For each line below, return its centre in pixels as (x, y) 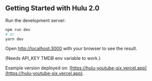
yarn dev (14, 39)
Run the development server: (35, 20)
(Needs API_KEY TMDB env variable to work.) (53, 58)
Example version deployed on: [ (38, 68)
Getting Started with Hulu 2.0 (52, 8)
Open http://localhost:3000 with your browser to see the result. (71, 49)
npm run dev (18, 30)
